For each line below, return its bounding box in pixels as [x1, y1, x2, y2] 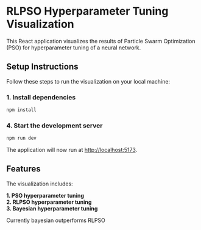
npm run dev [6, 135, 37, 142]
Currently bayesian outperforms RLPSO [6, 217, 105, 224]
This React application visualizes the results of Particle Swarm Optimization [6, 37, 196, 45]
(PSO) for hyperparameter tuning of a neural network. [6, 44, 141, 51]
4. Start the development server [6, 121, 103, 129]
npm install [6, 107, 37, 113]
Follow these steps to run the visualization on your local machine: [6, 77, 171, 85]
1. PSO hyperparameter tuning [6, 192, 84, 199]
